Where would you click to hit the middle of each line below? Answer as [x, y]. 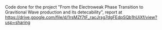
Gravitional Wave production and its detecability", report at [64, 12]
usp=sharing [18, 22]
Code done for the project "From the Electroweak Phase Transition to [74, 7]
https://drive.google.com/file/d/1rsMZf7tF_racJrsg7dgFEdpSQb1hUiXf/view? [81, 17]
